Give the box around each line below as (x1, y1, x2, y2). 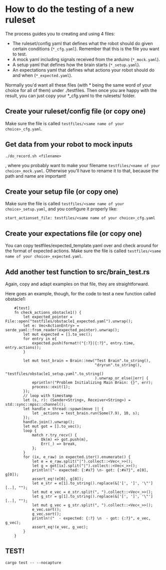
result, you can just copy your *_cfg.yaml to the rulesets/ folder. (5, 93, 136, 99)
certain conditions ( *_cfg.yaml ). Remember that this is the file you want (12, 46, 159, 52)
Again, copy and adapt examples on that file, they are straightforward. (5, 281, 149, 287)
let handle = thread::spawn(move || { (23, 406, 104, 411)
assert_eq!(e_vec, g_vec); (31, 524, 88, 529)
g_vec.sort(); (31, 511, 61, 516)
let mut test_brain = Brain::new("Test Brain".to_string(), (23, 358, 151, 363)
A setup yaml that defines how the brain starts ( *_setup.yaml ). (12, 62, 140, 68)
